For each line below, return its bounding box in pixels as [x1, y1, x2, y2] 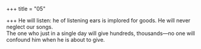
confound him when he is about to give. [6, 36, 105, 43]
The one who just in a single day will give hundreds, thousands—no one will [6, 30, 196, 37]
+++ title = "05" [6, 5, 46, 12]
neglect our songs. [6, 24, 53, 30]
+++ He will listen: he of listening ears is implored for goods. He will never [6, 17, 191, 24]
